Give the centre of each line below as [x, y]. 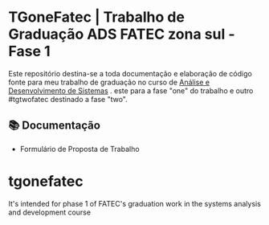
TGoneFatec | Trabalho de [96, 17]
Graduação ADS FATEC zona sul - [122, 34]
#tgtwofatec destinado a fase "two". [68, 99]
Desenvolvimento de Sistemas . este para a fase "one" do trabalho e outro [131, 90]
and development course [49, 212]
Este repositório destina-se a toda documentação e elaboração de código [130, 73]
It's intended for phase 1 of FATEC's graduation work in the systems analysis [134, 203]
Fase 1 [29, 51]
